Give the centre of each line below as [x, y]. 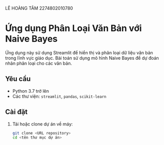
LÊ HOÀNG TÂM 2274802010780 [39, 8]
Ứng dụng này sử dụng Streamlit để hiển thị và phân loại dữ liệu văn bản [79, 52]
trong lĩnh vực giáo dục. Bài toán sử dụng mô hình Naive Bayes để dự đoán [82, 58]
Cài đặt [16, 112]
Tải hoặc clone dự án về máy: [43, 124]
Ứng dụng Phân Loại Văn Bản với [74, 28]
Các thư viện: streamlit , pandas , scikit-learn [59, 96]
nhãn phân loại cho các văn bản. [39, 63]
